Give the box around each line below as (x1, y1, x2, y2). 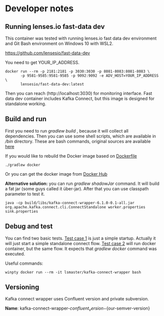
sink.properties (5, 209, 38, 214)
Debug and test (5, 222, 53, 230)
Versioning (5, 283, 39, 292)
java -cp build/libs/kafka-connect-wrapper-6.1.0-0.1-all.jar (5, 200, 135, 205)
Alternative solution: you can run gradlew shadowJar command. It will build (5, 181, 160, 186)
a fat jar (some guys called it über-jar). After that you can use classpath (5, 185, 149, 191)
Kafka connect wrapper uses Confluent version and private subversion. (5, 296, 149, 302)
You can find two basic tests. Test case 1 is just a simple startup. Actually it (5, 235, 156, 241)
